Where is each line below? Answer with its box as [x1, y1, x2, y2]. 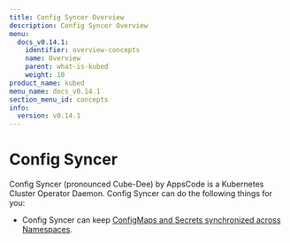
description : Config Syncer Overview [9, 21, 149, 30]
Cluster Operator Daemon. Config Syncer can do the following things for [9, 188, 272, 199]
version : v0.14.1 [17, 111, 81, 120]
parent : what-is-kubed [25, 63, 109, 72]
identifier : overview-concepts [25, 46, 141, 55]
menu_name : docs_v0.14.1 [9, 87, 101, 95]
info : [9, 103, 29, 112]
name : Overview [25, 54, 81, 63]
